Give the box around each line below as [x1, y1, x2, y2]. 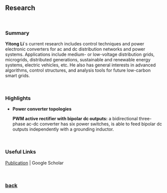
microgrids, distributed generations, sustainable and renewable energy [5, 57, 151, 63]
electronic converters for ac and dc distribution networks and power [5, 46, 146, 52]
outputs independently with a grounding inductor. [12, 126, 114, 132]
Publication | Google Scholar [5, 160, 64, 166]
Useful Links [5, 149, 36, 156]
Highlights [5, 95, 31, 102]
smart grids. [5, 73, 30, 79]
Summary [5, 29, 30, 36]
